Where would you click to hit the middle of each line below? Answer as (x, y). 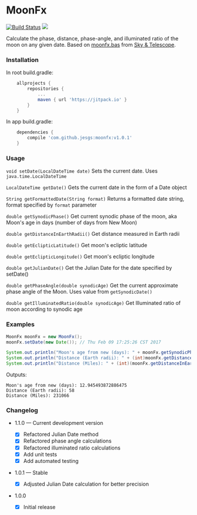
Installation (23, 60)
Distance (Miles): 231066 (38, 396)
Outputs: (17, 375)
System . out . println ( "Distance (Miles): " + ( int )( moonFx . (78, 363)
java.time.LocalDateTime (36, 177)
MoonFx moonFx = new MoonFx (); (44, 337)
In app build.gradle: (30, 122)
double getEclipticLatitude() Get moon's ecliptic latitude (77, 245)
